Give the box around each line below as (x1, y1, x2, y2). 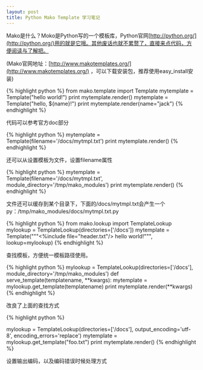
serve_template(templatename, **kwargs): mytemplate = (6, 276, 148, 284)
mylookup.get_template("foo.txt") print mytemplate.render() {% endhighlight (6, 338, 196, 345)
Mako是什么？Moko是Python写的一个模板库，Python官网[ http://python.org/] (6, 31, 197, 39)
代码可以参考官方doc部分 (6, 118, 69, 126)
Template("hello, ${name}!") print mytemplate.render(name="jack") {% (6, 100, 183, 107)
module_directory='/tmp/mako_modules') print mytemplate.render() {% (6, 181, 184, 188)
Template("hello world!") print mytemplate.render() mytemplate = (6, 93, 169, 100)
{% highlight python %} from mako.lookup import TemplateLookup (6, 219, 172, 227)
